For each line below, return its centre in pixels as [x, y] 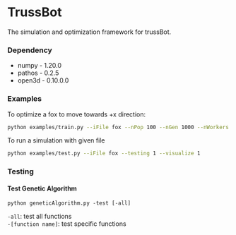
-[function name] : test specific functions [67, 224]
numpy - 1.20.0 [40, 66]
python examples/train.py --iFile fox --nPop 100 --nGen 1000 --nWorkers [118, 127]
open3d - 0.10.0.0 [43, 80]
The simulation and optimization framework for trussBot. [89, 32]
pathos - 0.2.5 [38, 73]
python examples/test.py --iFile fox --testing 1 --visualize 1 [104, 153]
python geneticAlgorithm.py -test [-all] [69, 203]
